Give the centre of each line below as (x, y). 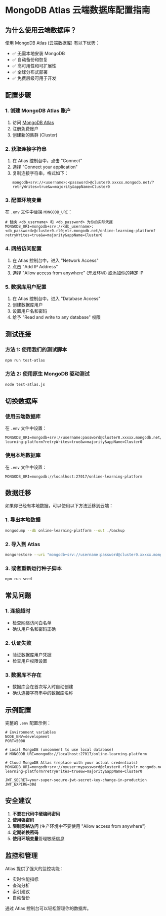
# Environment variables (31, 733)
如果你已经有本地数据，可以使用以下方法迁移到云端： (59, 506)
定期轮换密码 (25, 832)
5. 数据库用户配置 (26, 287)
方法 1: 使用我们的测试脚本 (36, 350)
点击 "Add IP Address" (35, 266)
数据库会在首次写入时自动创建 (42, 687)
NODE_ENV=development (27, 737)
